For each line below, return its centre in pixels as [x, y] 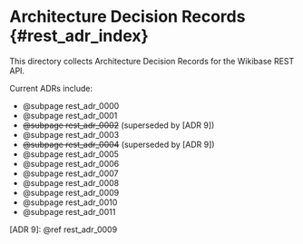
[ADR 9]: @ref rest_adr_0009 [64, 229]
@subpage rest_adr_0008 [71, 182]
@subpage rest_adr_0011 [69, 211]
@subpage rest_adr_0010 [70, 202]
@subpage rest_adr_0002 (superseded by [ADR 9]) [118, 125]
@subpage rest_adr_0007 [70, 173]
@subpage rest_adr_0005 [71, 154]
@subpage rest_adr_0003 [71, 134]
